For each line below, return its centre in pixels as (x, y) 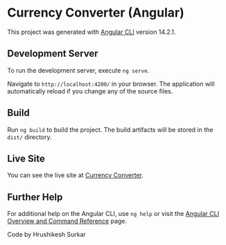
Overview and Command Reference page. (67, 221)
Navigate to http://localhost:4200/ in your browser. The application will (111, 84)
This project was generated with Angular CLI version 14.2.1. (92, 32)
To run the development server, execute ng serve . (78, 70)
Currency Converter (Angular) (96, 13)
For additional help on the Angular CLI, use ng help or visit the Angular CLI (113, 214)
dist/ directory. (29, 137)
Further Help (35, 197)
